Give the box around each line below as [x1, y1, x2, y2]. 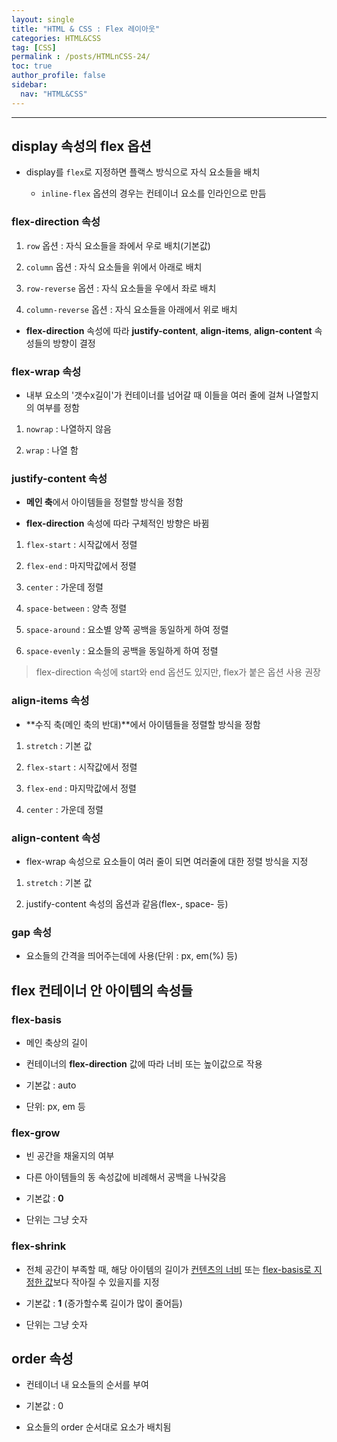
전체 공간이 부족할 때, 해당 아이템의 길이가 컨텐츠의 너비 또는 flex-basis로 [25, 1263, 312, 1275]
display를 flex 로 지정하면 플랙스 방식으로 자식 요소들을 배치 [25, 166, 261, 178]
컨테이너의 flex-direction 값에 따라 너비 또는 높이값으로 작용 [25, 1057, 263, 1070]
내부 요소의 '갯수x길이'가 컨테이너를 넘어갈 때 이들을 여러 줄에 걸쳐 [25, 389, 284, 401]
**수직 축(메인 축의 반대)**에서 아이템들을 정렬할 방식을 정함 [25, 718, 261, 730]
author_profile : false [11, 71, 106, 81]
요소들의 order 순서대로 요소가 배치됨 [25, 1421, 172, 1433]
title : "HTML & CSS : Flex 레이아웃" [11, 24, 161, 34]
